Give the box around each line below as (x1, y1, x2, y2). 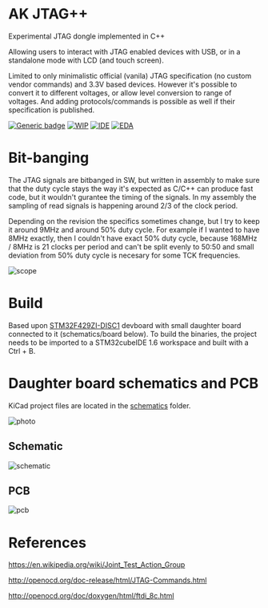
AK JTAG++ (8, 5, 88, 23)
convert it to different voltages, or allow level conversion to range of (8, 87, 232, 97)
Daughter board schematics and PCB (8, 375, 259, 392)
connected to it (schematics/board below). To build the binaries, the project (8, 329, 258, 338)
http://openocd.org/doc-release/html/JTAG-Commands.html (8, 575, 207, 586)
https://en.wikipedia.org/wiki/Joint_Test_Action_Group (8, 560, 186, 569)
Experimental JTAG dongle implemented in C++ (8, 31, 166, 41)
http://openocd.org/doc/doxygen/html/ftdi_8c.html (8, 591, 174, 601)
